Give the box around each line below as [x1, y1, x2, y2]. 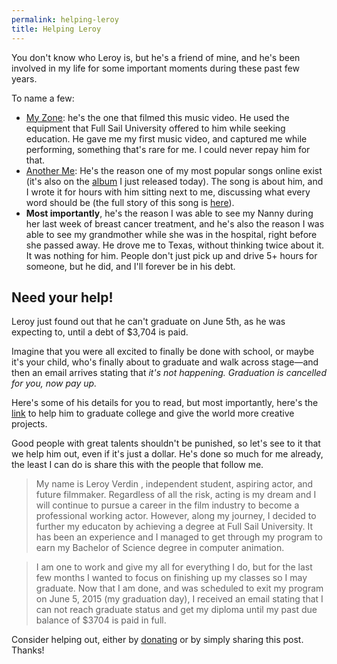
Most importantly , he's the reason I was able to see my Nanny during [25, 207, 314, 219]
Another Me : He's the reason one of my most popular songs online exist [25, 164, 323, 176]
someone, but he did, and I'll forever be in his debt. [25, 260, 236, 272]
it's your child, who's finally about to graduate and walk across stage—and [11, 356, 319, 368]
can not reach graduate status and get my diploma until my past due [35, 604, 318, 616]
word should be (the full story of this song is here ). [25, 196, 235, 208]
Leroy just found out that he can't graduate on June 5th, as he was [11, 316, 286, 328]
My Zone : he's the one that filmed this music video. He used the [25, 111, 290, 123]
